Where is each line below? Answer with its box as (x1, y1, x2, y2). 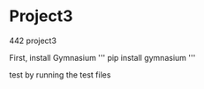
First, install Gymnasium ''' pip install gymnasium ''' (9, 52, 196, 63)
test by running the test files (9, 69, 111, 80)
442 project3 (9, 35, 57, 46)
